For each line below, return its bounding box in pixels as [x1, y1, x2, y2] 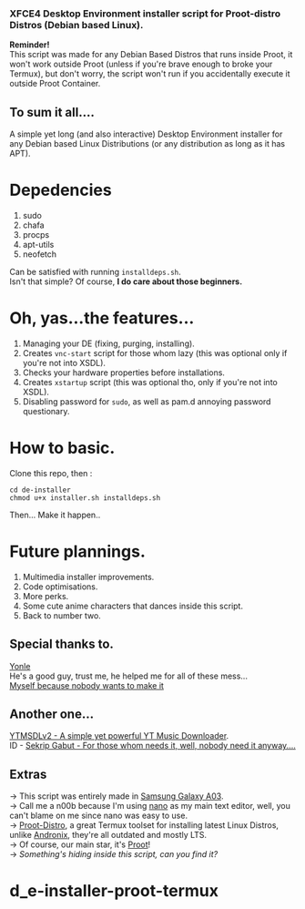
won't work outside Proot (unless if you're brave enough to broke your [9, 58, 273, 70]
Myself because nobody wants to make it [9, 679, 164, 690]
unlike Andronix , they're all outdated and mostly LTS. [9, 830, 208, 841]
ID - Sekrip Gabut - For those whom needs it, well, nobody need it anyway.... [9, 740, 296, 751]
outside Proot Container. [9, 78, 101, 89]
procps [22, 230, 50, 240]
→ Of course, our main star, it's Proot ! [9, 839, 151, 850]
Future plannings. [9, 541, 146, 562]
